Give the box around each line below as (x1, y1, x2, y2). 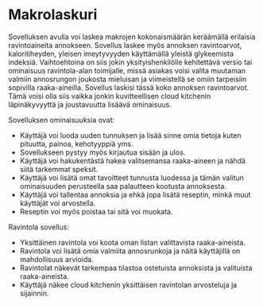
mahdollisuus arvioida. (19, 254, 94, 264)
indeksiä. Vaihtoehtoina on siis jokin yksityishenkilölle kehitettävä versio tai (8, 57, 253, 67)
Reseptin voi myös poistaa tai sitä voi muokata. (19, 206, 173, 216)
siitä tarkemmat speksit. (19, 164, 99, 174)
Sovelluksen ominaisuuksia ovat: (8, 115, 115, 124)
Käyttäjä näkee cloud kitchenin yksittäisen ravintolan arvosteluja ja (19, 280, 238, 289)
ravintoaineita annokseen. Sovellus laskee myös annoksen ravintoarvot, (8, 40, 242, 49)
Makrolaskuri (8, 6, 98, 24)
